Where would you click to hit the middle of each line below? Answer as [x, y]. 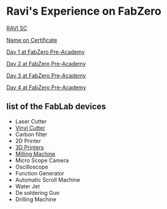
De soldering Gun [37, 193]
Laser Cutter [31, 121]
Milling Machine [35, 153]
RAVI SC [17, 28]
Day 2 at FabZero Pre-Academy [46, 64]
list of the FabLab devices [56, 107]
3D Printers [29, 147]
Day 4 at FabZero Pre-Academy [46, 87]
